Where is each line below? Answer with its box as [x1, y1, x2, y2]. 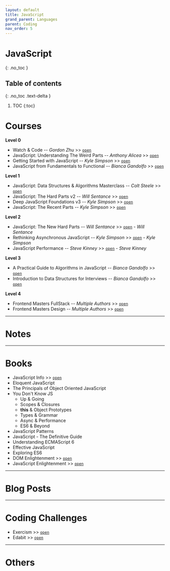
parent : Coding [5, 21, 37, 27]
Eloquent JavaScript [12, 380, 55, 386]
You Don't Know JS [12, 390, 53, 397]
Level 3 [5, 255, 21, 261]
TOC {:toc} [12, 102, 35, 109]
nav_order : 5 [5, 26, 33, 31]
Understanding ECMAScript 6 [12, 438, 74, 445]
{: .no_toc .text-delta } [5, 93, 51, 99]
